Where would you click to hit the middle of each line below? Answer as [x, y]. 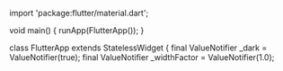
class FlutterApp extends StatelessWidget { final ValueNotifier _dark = [138, 48]
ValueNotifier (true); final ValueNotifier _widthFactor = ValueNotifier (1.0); [142, 57]
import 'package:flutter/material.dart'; [79, 13]
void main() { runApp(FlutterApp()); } [77, 30]
